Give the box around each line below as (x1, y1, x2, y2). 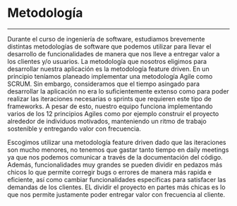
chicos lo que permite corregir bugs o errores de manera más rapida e (7, 167, 212, 176)
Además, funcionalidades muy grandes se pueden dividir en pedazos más (7, 160, 223, 169)
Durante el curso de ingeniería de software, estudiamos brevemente (7, 34, 205, 43)
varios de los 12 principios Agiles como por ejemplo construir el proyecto (7, 109, 219, 117)
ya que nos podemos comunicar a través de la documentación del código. (7, 153, 224, 161)
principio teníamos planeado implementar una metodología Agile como (7, 72, 213, 80)
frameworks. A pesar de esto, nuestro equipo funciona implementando (7, 102, 213, 110)
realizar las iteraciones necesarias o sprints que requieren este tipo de (7, 94, 212, 103)
